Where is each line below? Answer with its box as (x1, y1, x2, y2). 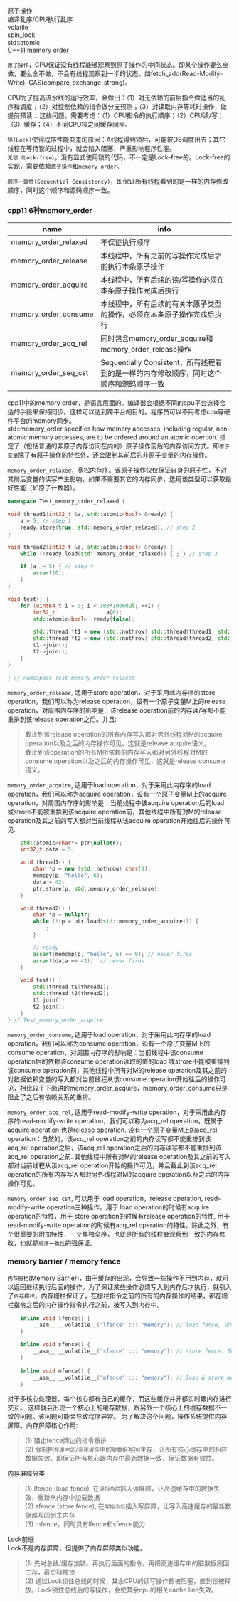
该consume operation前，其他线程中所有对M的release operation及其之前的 (7, 1066, 228, 1074)
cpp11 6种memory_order (7, 205, 92, 215)
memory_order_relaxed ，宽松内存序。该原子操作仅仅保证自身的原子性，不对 (7, 466, 228, 475)
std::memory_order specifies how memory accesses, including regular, (7, 424, 215, 433)
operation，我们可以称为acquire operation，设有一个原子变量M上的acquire (7, 789, 227, 798)
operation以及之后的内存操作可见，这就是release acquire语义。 (24, 739, 211, 747)
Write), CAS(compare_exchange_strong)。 (7, 78, 132, 87)
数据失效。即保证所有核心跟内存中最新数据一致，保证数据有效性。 (24, 1454, 218, 1463)
